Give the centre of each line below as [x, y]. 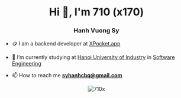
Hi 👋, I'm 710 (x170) [96, 12]
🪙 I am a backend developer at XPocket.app [66, 44]
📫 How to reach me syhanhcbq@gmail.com [67, 76]
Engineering [26, 64]
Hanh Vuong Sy [96, 31]
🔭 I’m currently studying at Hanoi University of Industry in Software [93, 57]
